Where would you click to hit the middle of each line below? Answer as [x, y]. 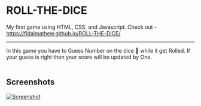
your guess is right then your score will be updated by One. [79, 57]
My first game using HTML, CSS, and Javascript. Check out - [82, 27]
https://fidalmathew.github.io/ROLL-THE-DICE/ [63, 33]
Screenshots [31, 82]
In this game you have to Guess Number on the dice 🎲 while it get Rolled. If [98, 50]
